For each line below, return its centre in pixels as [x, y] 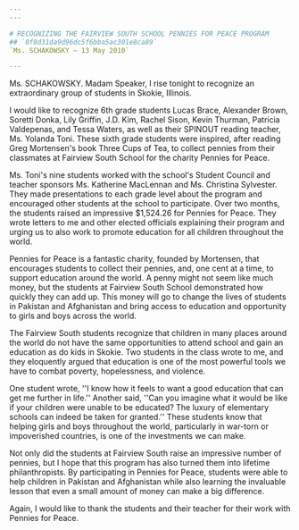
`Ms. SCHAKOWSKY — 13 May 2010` [69, 50]
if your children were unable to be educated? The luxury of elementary [139, 408]
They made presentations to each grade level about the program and [136, 194]
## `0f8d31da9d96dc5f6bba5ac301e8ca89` [83, 42]
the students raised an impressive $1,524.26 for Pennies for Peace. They [143, 213]
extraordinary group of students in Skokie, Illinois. [100, 93]
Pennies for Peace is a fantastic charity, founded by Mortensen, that [134, 259]
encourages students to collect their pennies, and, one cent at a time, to [141, 268]
